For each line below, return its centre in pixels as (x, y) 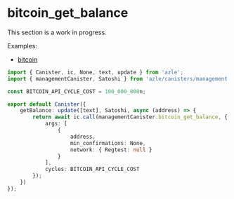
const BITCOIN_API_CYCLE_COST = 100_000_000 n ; (77, 91)
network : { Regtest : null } (111, 150)
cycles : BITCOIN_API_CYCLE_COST (92, 170)
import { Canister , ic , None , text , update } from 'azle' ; (96, 72)
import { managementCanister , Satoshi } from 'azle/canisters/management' (119, 78)
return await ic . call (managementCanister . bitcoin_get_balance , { (130, 117)
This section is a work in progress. (57, 32)
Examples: (22, 46)
